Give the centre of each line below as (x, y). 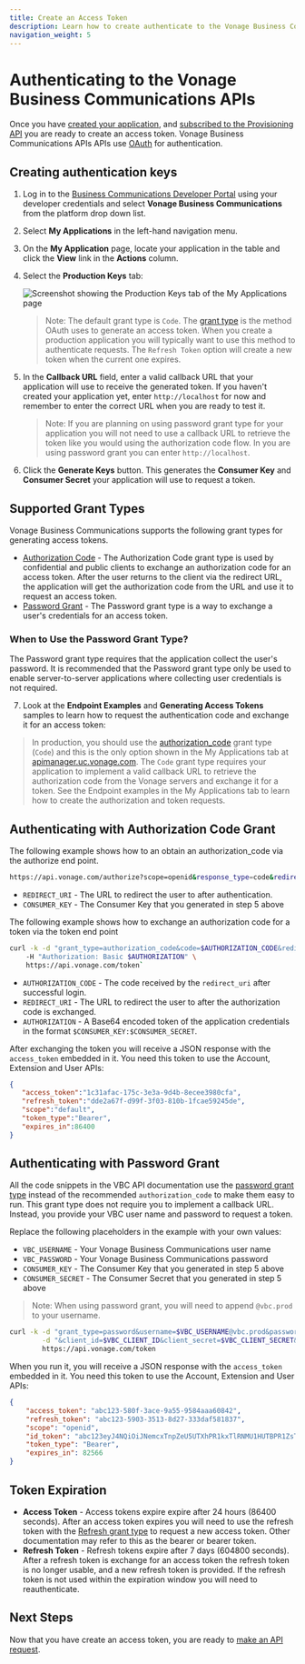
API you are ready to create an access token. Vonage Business (127, 134)
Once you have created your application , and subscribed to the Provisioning (152, 125)
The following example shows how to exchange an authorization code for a (150, 922)
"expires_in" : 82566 (64, 1453)
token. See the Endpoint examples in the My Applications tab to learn (161, 791)
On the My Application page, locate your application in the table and (151, 249)
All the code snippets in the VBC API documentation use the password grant (152, 1185)
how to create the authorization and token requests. (128, 800)
